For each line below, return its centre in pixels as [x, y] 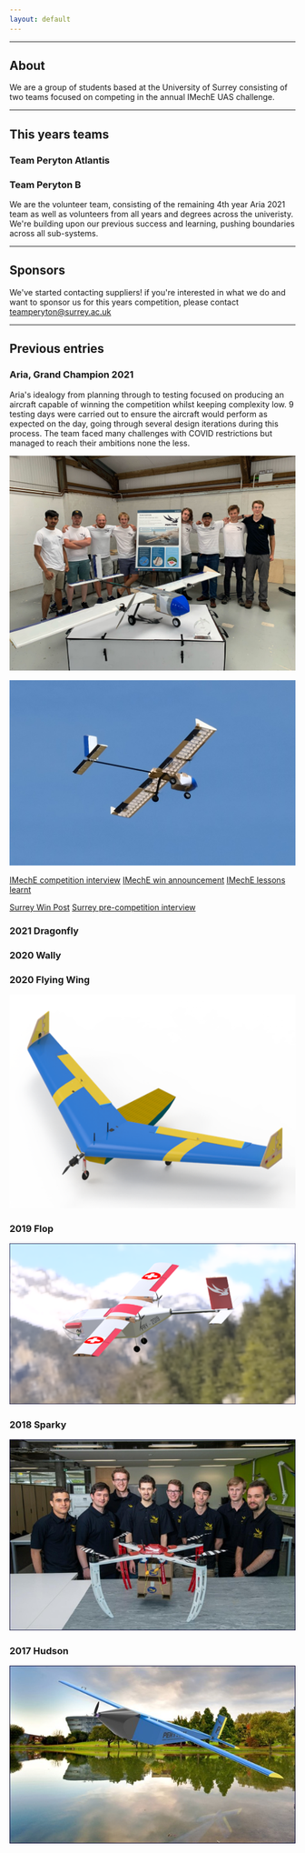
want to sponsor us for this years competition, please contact [124, 302]
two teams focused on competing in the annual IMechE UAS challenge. [142, 97]
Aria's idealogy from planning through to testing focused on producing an [147, 395]
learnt [20, 889]
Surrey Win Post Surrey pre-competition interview [103, 907]
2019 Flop [32, 1229]
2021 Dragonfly [44, 930]
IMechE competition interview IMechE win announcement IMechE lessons [148, 880]
